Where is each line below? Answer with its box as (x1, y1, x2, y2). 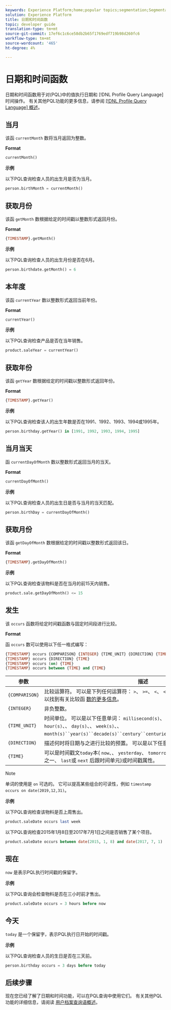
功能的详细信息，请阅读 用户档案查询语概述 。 (5, 999, 100, 1005)
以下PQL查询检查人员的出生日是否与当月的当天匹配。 (5, 499, 117, 506)
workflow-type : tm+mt (5, 36, 51, 41)
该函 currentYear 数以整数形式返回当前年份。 (5, 297, 100, 303)
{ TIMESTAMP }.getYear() (5, 398, 53, 403)
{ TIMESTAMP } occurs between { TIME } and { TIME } (5, 666, 106, 671)
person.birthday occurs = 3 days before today (5, 963, 106, 968)
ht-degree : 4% (5, 45, 36, 51)
